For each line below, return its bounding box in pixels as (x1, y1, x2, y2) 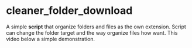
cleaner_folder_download (6, 4, 133, 17)
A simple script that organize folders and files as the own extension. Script (6, 23, 186, 30)
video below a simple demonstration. (6, 35, 95, 42)
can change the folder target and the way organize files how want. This (6, 29, 178, 36)
